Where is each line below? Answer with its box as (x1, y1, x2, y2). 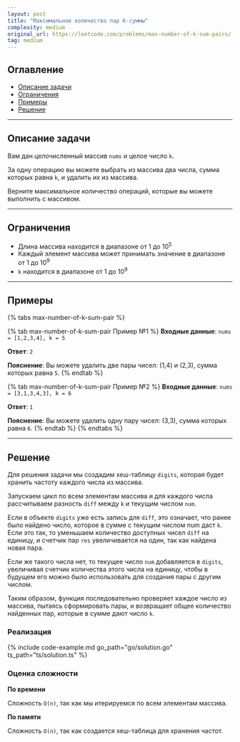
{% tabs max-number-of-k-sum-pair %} (7, 314, 126, 322)
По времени (7, 685, 46, 693)
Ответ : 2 (7, 347, 34, 356)
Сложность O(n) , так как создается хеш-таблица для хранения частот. (7, 726, 224, 735)
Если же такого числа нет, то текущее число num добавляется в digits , (7, 558, 224, 566)
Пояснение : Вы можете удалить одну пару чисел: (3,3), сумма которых (7, 416, 227, 425)
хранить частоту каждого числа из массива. (7, 478, 144, 486)
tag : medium (7, 37, 43, 44)
